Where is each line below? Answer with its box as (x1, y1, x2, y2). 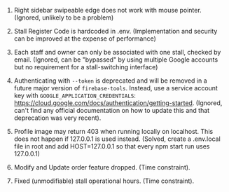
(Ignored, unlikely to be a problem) (13, 13, 114, 22)
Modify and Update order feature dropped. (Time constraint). (13, 163, 190, 171)
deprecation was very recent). (13, 114, 102, 122)
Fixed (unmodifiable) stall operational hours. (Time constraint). (13, 177, 195, 185)
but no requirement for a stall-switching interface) (13, 63, 158, 71)
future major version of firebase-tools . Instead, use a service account (13, 84, 218, 92)
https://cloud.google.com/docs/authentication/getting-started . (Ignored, (13, 99, 223, 107)
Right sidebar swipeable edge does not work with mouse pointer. (13, 6, 202, 14)
